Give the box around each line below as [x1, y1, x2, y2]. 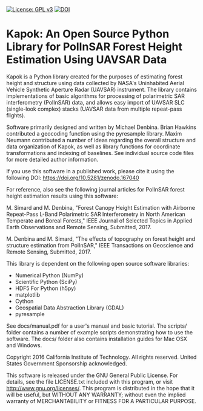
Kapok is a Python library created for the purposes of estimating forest [6, 73, 183, 80]
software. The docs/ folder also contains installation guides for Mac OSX [6, 335, 188, 342]
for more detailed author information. [6, 156, 99, 163]
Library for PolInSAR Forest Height [6, 40, 183, 54]
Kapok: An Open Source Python [6, 27, 170, 41]
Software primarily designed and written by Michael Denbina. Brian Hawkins [6, 123, 197, 131]
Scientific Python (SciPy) [15, 278, 78, 285]
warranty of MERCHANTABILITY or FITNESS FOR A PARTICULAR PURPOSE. [6, 397, 197, 404]
